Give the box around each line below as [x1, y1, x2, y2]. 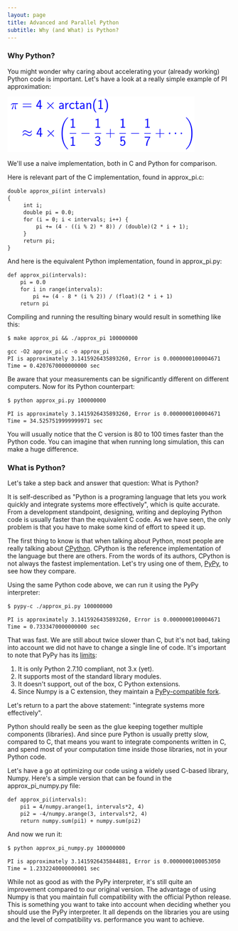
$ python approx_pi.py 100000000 [7, 397, 107, 404]
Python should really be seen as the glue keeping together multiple [7, 722, 204, 730]
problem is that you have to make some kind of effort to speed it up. [7, 523, 206, 531]
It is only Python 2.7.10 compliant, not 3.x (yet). [17, 664, 154, 673]
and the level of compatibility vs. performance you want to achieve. [7, 915, 205, 924]
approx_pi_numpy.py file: [7, 781, 81, 789]
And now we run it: [7, 829, 63, 839]
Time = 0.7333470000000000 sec [7, 623, 100, 630]
